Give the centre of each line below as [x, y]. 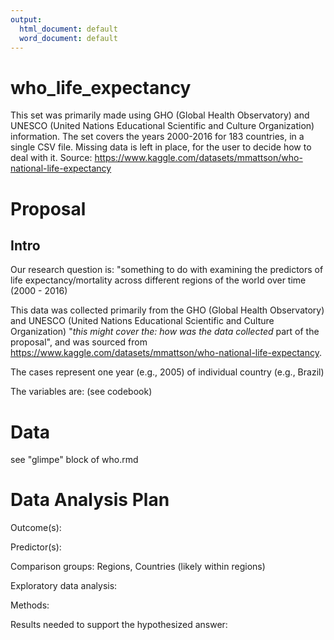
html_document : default [68, 29]
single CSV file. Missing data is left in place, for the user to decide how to [161, 147]
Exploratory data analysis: [64, 586]
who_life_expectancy [101, 87]
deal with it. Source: [51, 158]
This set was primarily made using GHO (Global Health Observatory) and [160, 115]
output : [26, 19]
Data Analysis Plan [90, 500]
